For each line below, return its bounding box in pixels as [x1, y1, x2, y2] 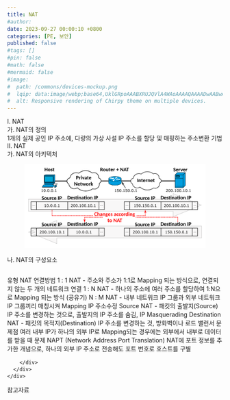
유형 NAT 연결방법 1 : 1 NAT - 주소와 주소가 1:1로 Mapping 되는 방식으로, [7, 276, 201, 284]
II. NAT [7, 142, 26, 150]
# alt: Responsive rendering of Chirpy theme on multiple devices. [7, 98, 207, 105]
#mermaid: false [7, 68, 53, 75]
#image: [7, 76, 29, 83]
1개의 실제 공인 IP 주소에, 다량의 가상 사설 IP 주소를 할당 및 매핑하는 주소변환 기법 [7, 134, 222, 142]
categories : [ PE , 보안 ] [7, 33, 72, 40]
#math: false [7, 62, 44, 68]
